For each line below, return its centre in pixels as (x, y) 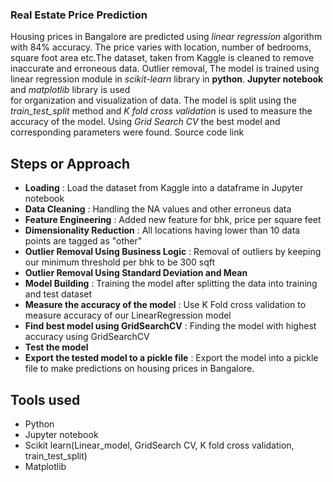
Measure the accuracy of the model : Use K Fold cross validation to (165, 305)
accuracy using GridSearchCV (87, 337)
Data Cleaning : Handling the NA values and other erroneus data (158, 209)
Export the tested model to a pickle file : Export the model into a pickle (171, 358)
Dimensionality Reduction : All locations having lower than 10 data (162, 230)
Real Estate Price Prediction (79, 15)
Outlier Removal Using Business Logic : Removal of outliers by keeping (173, 252)
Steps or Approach (70, 163)
